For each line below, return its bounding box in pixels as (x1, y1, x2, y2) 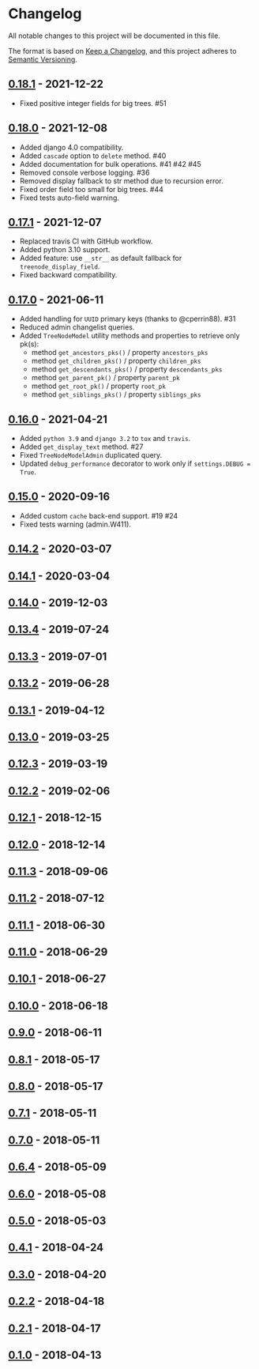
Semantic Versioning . (8, 55, 77, 64)
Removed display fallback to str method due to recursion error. (19, 175, 223, 186)
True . (19, 467, 37, 477)
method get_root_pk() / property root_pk (31, 381, 166, 391)
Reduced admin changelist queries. (19, 322, 135, 332)
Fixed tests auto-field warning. (19, 193, 120, 202)
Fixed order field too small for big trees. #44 (19, 184, 163, 194)
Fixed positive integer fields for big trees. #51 (19, 98, 167, 107)
